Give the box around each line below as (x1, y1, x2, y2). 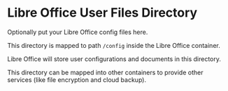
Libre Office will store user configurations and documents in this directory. (7, 54, 222, 63)
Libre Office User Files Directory (7, 5, 198, 21)
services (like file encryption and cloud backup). (7, 75, 147, 84)
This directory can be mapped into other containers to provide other (7, 68, 204, 76)
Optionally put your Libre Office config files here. (7, 28, 148, 36)
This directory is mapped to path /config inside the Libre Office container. (7, 41, 220, 49)
